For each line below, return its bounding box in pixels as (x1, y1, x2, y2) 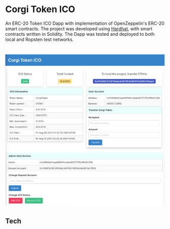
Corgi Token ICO (5, 4, 75, 15)
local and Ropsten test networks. (5, 36, 74, 42)
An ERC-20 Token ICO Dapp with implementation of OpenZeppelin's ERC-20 (5, 20, 164, 26)
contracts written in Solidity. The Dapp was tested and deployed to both (5, 31, 155, 37)
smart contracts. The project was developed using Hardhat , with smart (5, 25, 153, 31)
